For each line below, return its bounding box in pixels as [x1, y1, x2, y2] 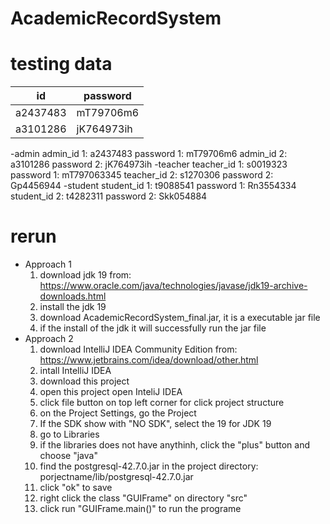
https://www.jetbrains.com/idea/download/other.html [39, 354, 259, 366]
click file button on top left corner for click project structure [39, 397, 285, 409]
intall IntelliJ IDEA [39, 365, 112, 377]
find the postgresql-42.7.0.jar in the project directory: [39, 460, 259, 472]
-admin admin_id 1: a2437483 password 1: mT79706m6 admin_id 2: [10, 148, 288, 160]
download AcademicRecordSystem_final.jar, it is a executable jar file [39, 312, 321, 324]
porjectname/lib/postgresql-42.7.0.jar [39, 471, 194, 483]
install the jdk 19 [39, 301, 107, 313]
